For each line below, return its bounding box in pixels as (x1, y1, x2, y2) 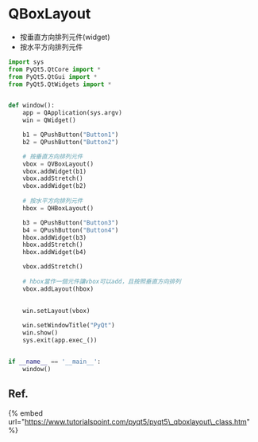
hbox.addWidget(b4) (22, 248, 87, 256)
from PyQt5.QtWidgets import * (8, 80, 112, 88)
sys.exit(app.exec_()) (22, 336, 98, 345)
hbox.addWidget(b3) (22, 233, 87, 241)
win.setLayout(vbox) (22, 307, 90, 315)
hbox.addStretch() (22, 241, 83, 249)
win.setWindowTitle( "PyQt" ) (22, 322, 115, 330)
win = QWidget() (22, 116, 77, 124)
